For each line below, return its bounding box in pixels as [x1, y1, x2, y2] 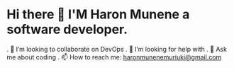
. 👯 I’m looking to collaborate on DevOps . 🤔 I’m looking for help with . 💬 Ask [6, 45, 228, 53]
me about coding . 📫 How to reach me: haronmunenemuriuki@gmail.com [6, 52, 222, 61]
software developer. [6, 21, 128, 38]
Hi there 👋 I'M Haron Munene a [6, 6, 190, 23]
